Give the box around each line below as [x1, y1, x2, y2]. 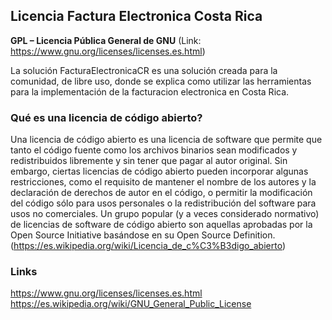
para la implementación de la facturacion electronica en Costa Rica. [10, 85, 290, 98]
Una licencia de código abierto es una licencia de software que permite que [10, 134, 323, 146]
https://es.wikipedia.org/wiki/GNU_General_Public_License [10, 298, 252, 310]
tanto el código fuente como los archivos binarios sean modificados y [10, 144, 298, 156]
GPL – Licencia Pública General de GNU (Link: [10, 34, 202, 46]
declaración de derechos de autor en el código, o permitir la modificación [10, 187, 313, 199]
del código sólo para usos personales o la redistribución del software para [10, 197, 317, 209]
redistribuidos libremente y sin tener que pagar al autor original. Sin [10, 155, 288, 167]
